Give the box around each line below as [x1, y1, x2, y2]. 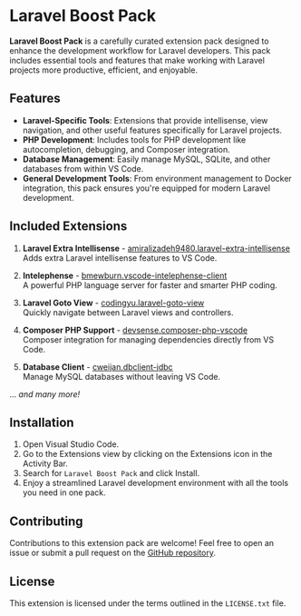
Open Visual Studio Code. [22, 439, 120, 450]
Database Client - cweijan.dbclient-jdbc [22, 361, 174, 373]
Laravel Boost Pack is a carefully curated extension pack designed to [9, 35, 269, 46]
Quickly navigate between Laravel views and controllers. [22, 306, 234, 318]
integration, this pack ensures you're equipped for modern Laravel [22, 183, 270, 194]
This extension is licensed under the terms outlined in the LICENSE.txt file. [9, 598, 286, 609]
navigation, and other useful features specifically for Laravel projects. [22, 124, 283, 135]
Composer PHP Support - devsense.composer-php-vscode [22, 324, 248, 335]
